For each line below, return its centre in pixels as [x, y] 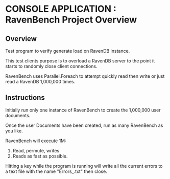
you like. [14, 130]
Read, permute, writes [36, 150]
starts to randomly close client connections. [51, 66]
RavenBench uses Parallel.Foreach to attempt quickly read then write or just [85, 76]
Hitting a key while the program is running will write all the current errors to [84, 166]
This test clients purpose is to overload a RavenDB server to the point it [80, 61]
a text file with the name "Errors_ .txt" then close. [56, 171]
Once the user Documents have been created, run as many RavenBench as [84, 125]
